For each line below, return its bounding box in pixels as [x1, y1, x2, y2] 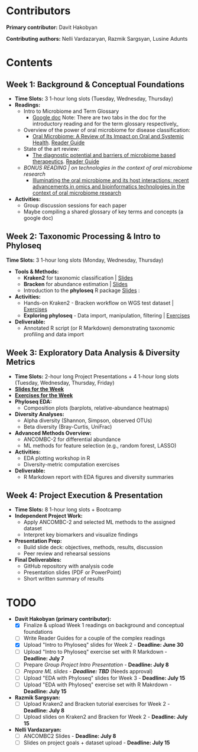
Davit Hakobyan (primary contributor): [14, 615, 111, 623]
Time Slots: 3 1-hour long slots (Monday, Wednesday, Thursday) [6, 256, 164, 264]
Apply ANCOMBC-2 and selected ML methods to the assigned [23, 518, 176, 526]
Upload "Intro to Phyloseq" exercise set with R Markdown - [23, 648, 167, 655]
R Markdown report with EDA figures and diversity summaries [23, 473, 174, 480]
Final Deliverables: [14, 556, 62, 563]
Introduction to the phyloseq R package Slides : [23, 287, 140, 294]
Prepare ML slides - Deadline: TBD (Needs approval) [23, 667, 153, 675]
